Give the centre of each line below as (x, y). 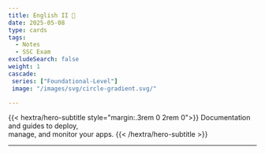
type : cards (28, 30)
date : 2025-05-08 (37, 23)
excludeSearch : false (44, 60)
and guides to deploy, (43, 126)
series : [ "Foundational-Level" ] (65, 81)
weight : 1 (24, 67)
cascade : (22, 74)
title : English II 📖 (42, 15)
